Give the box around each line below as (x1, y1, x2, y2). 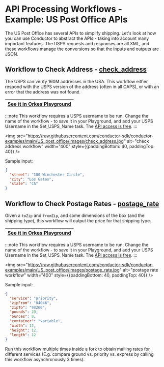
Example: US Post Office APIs (5, 14, 128, 25)
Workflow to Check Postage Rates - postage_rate (5, 199, 160, 208)
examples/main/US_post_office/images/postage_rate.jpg (5, 267, 120, 273)
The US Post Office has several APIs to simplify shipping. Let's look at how (5, 30, 156, 36)
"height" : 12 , (9, 328, 38, 333)
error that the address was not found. (5, 89, 81, 94)
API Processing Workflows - (5, 3, 123, 15)
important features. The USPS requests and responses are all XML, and (5, 40, 150, 46)
